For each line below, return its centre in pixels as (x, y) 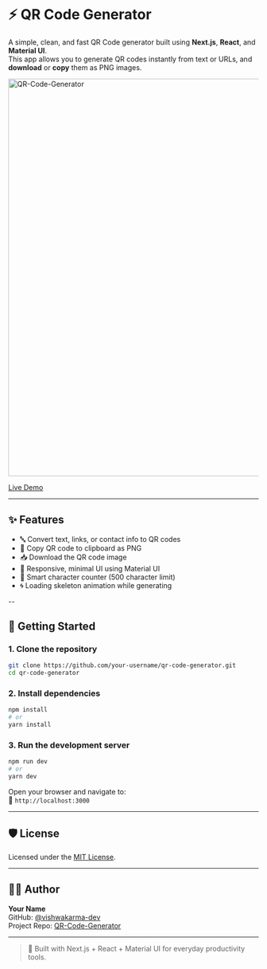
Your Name (27, 908)
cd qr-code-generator (44, 673)
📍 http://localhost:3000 (49, 800)
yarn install (30, 725)
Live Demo (26, 487)
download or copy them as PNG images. (75, 67)
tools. (37, 957)
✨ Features (36, 520)
